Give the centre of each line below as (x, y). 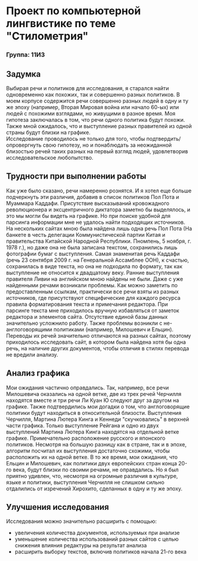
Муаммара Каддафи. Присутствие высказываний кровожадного (88, 203)
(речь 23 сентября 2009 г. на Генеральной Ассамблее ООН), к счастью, (98, 260)
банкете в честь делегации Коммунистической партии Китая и (86, 234)
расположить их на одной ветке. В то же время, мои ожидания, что (92, 457)
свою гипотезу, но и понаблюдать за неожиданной (107, 145)
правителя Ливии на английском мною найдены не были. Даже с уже (95, 279)
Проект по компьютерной (74, 11)
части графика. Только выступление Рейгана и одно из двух (83, 425)
